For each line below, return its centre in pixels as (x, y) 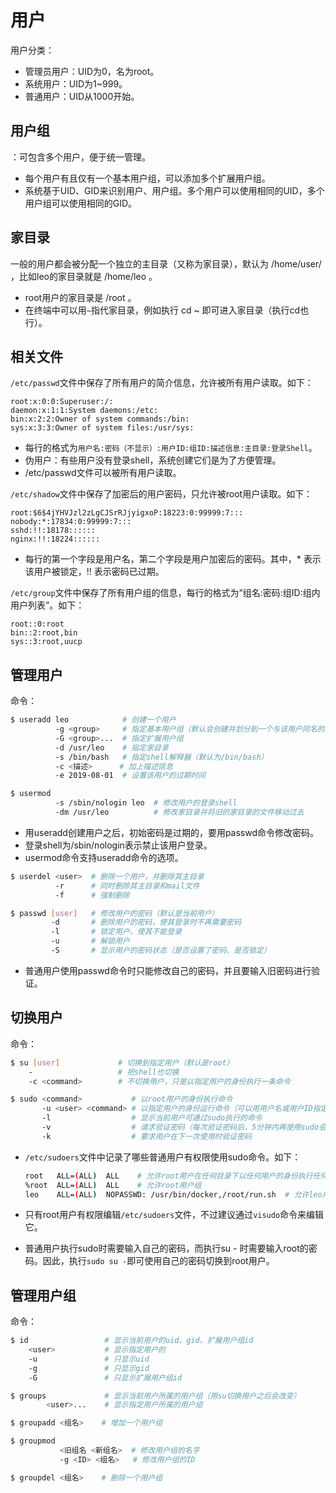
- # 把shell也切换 (104, 1072)
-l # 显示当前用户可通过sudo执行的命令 (152, 1118)
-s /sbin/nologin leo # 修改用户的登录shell (146, 803)
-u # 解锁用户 (90, 941)
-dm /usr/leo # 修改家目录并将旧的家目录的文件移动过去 (179, 812)
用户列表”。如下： (47, 605)
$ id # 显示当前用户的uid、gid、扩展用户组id (132, 1341)
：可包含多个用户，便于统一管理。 (80, 157)
